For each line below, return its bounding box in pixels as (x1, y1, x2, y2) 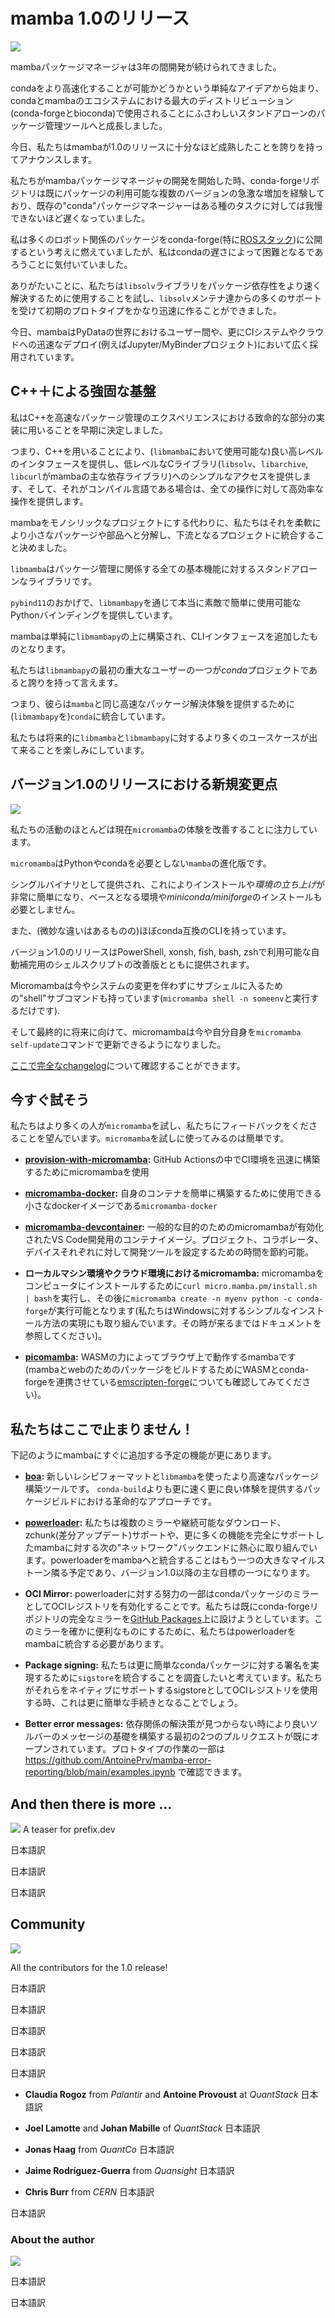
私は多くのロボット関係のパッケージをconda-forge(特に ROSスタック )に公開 (10, 233, 323, 245)
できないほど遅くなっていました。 (10, 212, 151, 224)
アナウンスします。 (18, 153, 98, 165)
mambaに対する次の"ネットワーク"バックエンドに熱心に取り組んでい (33, 1542, 318, 1554)
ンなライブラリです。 (10, 575, 98, 587)
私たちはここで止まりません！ (10, 1420, 195, 1438)
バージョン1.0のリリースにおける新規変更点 (10, 776, 278, 793)
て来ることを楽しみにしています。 (10, 744, 150, 756)
